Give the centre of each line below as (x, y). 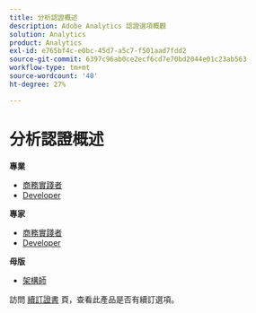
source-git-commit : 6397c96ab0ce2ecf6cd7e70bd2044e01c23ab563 (128, 59)
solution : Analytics (48, 34)
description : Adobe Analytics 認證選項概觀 (88, 26)
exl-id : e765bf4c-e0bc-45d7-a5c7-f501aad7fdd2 (98, 51)
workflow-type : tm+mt (50, 68)
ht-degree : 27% (38, 84)
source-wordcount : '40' (54, 76)
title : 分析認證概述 (44, 17)
